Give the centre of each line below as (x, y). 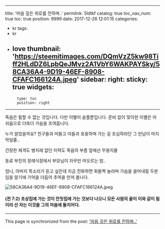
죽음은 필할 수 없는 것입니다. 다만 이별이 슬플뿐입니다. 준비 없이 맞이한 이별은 (78, 117)
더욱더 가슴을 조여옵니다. (46, 123)
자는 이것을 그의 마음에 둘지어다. (49, 205)
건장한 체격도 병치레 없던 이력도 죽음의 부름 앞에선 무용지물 (61, 150)
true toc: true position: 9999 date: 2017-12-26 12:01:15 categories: (72, 19)
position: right (33, 103)
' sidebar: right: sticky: (112, 80)
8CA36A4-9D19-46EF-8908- (58, 72)
